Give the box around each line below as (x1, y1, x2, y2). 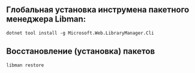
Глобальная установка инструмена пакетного (6, 5, 190, 15)
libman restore (6, 62, 44, 68)
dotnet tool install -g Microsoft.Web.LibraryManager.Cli (6, 30, 154, 36)
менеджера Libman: (6, 14, 86, 25)
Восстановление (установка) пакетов (6, 46, 155, 56)
